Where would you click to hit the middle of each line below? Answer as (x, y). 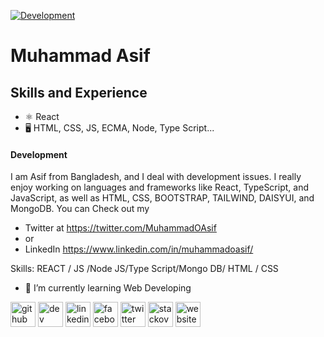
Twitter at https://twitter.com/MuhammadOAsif (120, 228)
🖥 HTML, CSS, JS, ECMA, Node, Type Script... (119, 128)
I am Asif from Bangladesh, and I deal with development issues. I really (156, 177)
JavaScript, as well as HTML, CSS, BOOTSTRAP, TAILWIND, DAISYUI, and (162, 198)
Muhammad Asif (80, 56)
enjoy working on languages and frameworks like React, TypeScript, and (159, 187)
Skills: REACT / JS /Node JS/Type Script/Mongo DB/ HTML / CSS (144, 269)
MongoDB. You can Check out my (80, 209)
